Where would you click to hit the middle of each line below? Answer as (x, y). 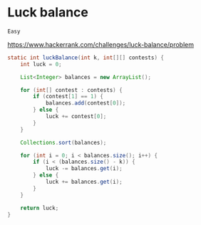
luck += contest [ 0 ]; (76, 117)
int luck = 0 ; (41, 64)
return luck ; (40, 208)
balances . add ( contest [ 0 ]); (86, 103)
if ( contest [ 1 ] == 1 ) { (68, 97)
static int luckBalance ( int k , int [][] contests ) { (86, 58)
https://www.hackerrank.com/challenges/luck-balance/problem (101, 44)
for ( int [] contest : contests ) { (71, 90)
